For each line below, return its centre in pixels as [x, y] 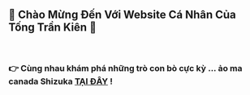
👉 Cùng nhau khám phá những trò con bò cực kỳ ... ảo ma [125, 68]
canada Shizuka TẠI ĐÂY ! [61, 81]
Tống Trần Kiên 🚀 [53, 28]
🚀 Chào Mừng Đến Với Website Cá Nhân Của [123, 15]
